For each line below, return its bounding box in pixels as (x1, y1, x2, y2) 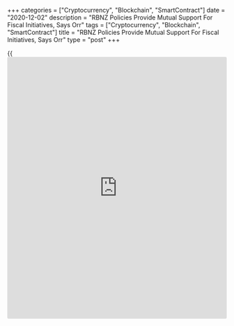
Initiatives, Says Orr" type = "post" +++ (7, 36, 120, 44)
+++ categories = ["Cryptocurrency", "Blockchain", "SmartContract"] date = (7, 6, 226, 14)
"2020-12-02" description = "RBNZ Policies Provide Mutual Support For (7, 13, 213, 22)
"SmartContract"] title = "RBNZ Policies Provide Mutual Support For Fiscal (7, 28, 219, 36)
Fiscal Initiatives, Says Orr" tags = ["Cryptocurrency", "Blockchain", (7, 21, 201, 29)
